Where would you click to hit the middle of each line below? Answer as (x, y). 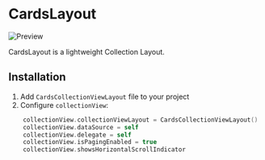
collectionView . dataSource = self (81, 127)
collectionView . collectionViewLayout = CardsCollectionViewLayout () (141, 120)
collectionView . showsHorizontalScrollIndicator (104, 150)
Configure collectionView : (64, 105)
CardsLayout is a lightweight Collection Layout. (87, 51)
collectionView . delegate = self (77, 135)
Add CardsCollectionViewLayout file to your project (105, 96)
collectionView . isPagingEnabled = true (90, 142)
